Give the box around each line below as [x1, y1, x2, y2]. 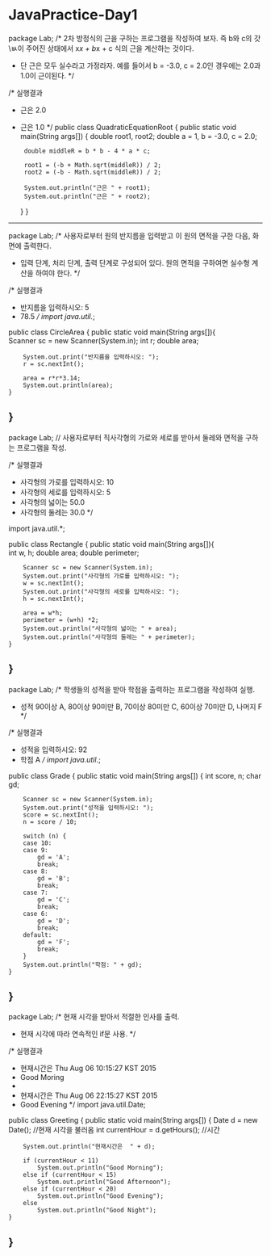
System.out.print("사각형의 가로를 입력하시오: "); [23, 572, 180, 580]
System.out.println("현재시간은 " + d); [23, 1143, 156, 1151]
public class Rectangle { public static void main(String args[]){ [8, 539, 215, 548]
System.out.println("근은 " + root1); [23, 183, 151, 191]
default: [23, 930, 52, 939]
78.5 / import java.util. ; [19, 311, 95, 321]
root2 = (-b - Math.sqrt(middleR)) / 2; [23, 168, 162, 176]
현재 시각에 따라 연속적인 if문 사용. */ [19, 1029, 136, 1039]
